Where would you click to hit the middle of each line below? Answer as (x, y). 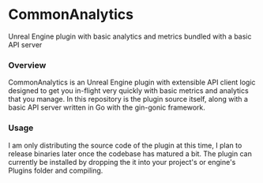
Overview (27, 65)
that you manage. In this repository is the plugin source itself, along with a (128, 99)
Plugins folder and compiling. (56, 170)
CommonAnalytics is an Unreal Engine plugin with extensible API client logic (132, 82)
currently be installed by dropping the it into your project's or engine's (122, 162)
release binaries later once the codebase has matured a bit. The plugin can (130, 153)
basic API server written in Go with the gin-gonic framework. (107, 107)
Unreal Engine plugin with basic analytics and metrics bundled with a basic (130, 36)
